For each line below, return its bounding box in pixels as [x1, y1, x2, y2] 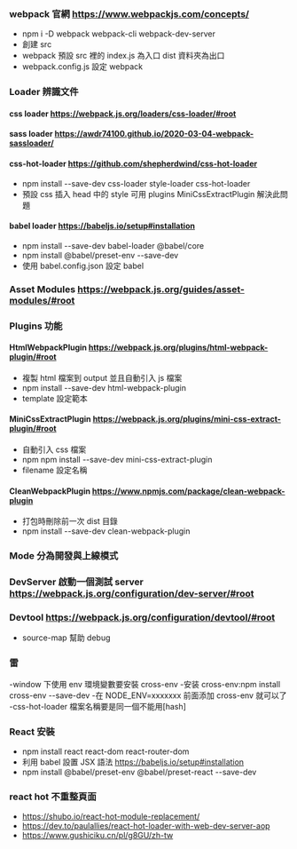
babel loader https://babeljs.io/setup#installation [9, 220, 195, 232]
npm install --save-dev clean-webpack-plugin [21, 526, 191, 536]
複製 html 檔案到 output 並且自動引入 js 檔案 [21, 372, 183, 383]
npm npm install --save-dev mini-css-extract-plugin [21, 455, 213, 465]
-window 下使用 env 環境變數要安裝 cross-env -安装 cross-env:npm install [9, 678, 281, 689]
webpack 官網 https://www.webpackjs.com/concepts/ [9, 7, 250, 20]
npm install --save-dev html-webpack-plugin [21, 382, 186, 393]
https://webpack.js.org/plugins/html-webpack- [88, 342, 269, 353]
